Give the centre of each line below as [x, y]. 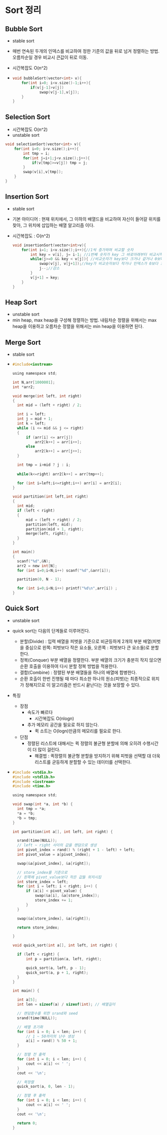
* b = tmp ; [27, 818]
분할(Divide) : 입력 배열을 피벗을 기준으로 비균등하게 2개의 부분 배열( [86, 641]
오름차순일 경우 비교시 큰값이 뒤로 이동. [50, 57]
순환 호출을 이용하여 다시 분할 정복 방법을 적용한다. [69, 666]
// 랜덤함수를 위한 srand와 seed [47, 1014]
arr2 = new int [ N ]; [37, 566]
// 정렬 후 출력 [31, 1096]
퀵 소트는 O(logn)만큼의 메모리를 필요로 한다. [78, 731]
